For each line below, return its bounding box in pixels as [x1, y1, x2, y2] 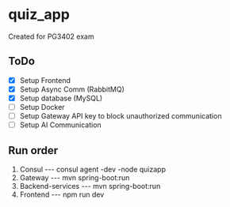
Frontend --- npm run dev [19, 190, 105, 199]
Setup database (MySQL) [19, 93, 103, 103]
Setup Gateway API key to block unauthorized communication [19, 111, 222, 120]
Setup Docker [19, 102, 65, 111]
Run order [8, 144, 59, 157]
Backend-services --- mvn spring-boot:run [19, 181, 161, 190]
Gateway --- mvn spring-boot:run [19, 172, 130, 183]
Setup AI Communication [19, 120, 102, 130]
